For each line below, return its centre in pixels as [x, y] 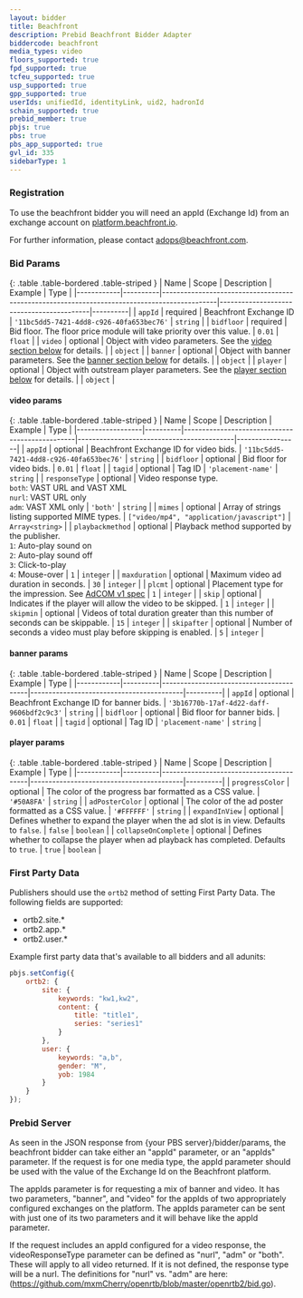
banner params [39, 653]
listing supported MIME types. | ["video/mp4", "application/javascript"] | [150, 517]
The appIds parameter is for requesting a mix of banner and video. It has [145, 1189]
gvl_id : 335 [32, 152]
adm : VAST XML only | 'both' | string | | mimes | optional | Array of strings [145, 507]
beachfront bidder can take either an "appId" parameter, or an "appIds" [142, 1152]
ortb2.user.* [45, 939]
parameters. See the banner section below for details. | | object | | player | [148, 360]
